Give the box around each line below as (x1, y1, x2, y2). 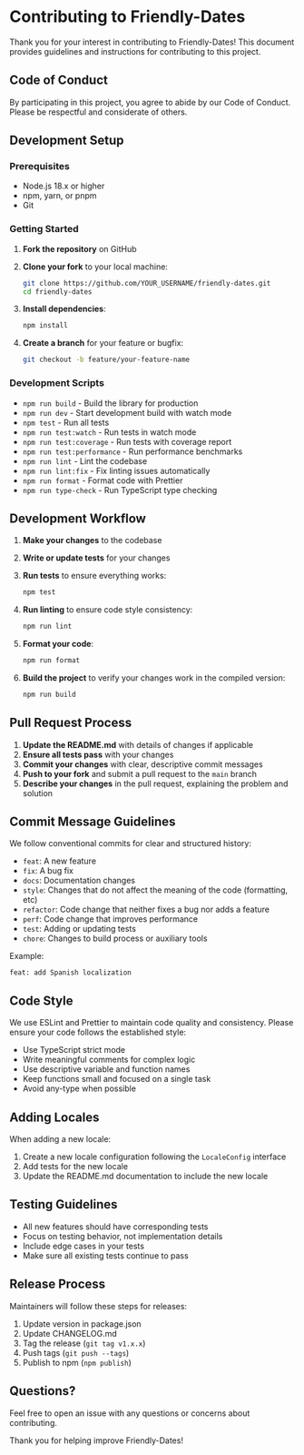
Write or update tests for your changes (22, 552, 171, 563)
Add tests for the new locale (22, 1161, 129, 1172)
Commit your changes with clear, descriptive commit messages (22, 758, 263, 770)
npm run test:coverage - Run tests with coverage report (22, 436, 232, 447)
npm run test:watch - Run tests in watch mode (22, 426, 197, 438)
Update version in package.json (22, 1318, 142, 1329)
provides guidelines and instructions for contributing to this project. (9, 45, 261, 56)
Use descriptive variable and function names (22, 1064, 191, 1075)
